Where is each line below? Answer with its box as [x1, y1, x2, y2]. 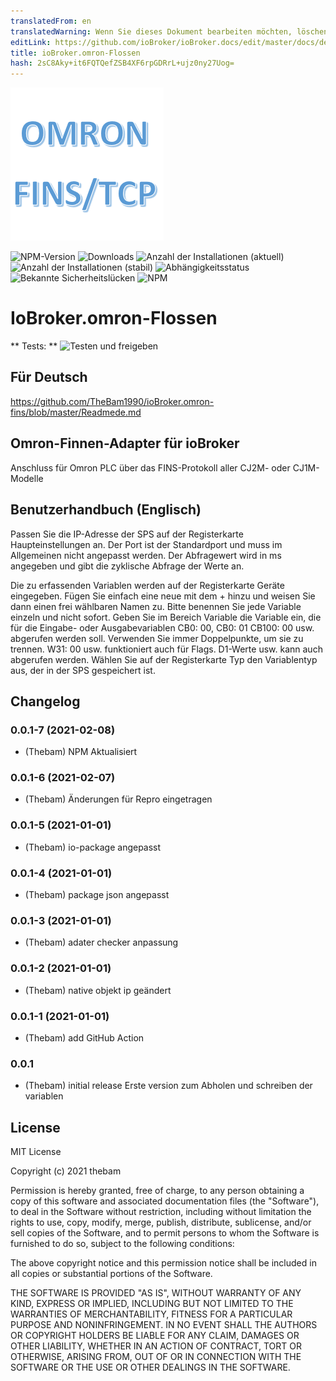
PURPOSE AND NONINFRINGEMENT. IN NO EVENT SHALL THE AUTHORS [10, 1319, 318, 1331]
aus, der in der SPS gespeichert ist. [10, 664, 156, 676]
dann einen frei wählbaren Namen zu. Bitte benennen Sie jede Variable [10, 600, 302, 612]
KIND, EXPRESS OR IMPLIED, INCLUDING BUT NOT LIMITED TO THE [10, 1298, 294, 1310]
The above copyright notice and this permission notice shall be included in [10, 1257, 317, 1269]
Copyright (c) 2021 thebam [10, 1165, 122, 1177]
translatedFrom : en [10, 16, 92, 26]
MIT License [10, 1146, 62, 1158]
